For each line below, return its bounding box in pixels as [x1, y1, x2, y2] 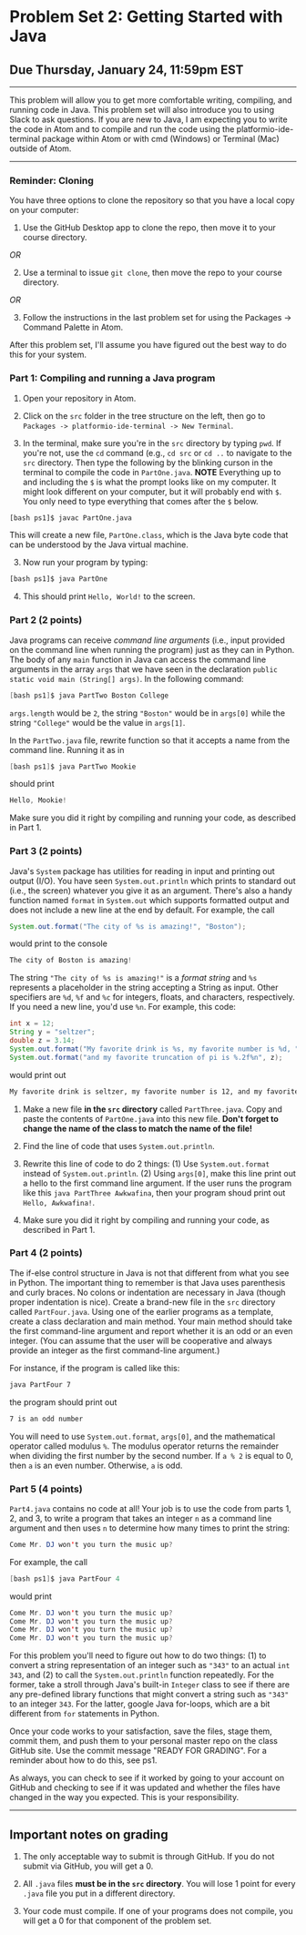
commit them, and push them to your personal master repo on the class [9, 1736, 278, 1747]
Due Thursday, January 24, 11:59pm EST [9, 62, 244, 77]
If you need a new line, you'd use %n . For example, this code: [9, 1002, 237, 1013]
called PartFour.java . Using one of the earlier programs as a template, [9, 1306, 274, 1317]
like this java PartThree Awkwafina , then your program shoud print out [22, 1186, 286, 1198]
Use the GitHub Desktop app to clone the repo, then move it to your [22, 222, 276, 233]
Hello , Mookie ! [9, 796, 67, 805]
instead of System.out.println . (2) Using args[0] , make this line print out [22, 1167, 296, 1178]
